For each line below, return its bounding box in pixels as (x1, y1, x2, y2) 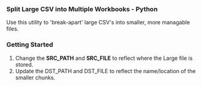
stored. (15, 60, 34, 68)
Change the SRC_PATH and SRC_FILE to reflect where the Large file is (15, 54, 193, 62)
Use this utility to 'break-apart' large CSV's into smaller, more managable (6, 19, 190, 26)
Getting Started (6, 40, 53, 49)
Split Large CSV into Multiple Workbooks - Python (6, 5, 158, 13)
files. (6, 25, 19, 32)
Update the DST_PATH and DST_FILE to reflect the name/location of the (15, 67, 196, 74)
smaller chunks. (15, 74, 56, 81)
